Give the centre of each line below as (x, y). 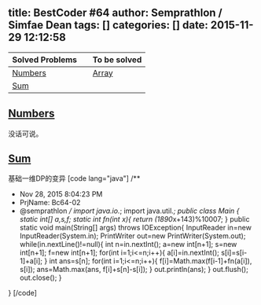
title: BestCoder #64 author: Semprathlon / (115, 13)
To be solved (117, 60)
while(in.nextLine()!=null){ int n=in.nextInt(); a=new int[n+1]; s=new (128, 244)
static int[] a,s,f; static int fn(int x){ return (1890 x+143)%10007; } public (134, 219)
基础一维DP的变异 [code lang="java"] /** (74, 178)
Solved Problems (44, 60)
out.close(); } (40, 277)
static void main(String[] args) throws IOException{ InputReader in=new (135, 228)
